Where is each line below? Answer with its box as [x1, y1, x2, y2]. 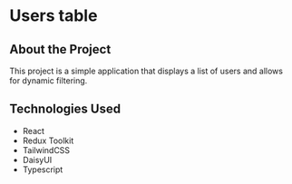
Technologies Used [9, 102, 121, 117]
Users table [9, 5, 98, 26]
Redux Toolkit [22, 135, 74, 146]
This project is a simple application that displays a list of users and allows [9, 65, 284, 76]
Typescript [22, 164, 63, 175]
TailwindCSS [22, 144, 71, 155]
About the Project [9, 42, 112, 57]
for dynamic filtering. [9, 75, 88, 86]
